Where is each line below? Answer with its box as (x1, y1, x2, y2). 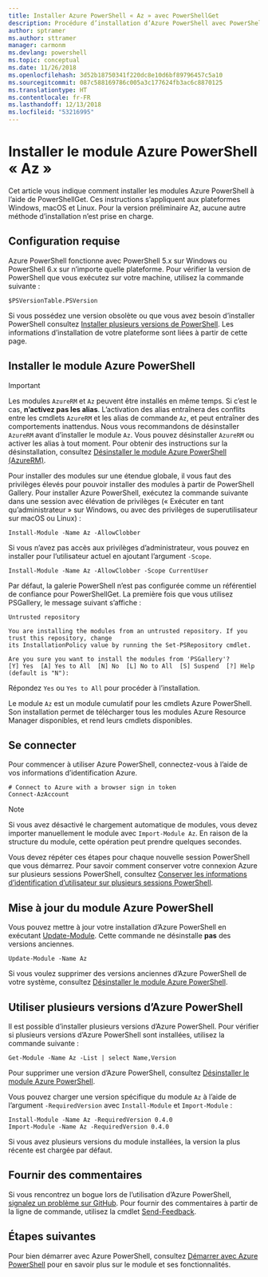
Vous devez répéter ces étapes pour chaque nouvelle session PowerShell (8, 852, 250, 863)
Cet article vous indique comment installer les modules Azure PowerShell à (8, 185, 255, 196)
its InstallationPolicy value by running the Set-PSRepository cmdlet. (8, 640, 251, 649)
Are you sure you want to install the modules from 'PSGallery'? (8, 655, 230, 663)
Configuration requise (8, 235, 120, 248)
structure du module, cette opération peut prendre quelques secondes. (8, 837, 242, 847)
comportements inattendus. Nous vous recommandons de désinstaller (8, 421, 239, 431)
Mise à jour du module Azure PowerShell (8, 901, 214, 914)
